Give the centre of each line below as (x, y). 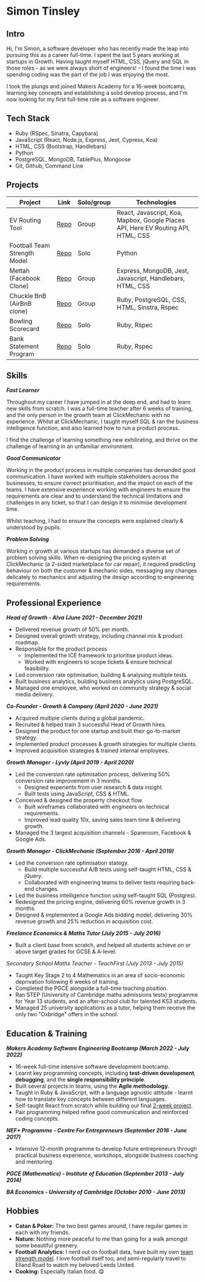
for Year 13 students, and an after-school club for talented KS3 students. (106, 1002)
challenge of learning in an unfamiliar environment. (70, 446)
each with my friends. (42, 1232)
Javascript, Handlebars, (151, 278)
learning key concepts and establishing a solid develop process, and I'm (97, 93)
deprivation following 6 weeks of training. (67, 982)
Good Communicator (34, 458)
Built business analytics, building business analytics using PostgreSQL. (104, 681)
